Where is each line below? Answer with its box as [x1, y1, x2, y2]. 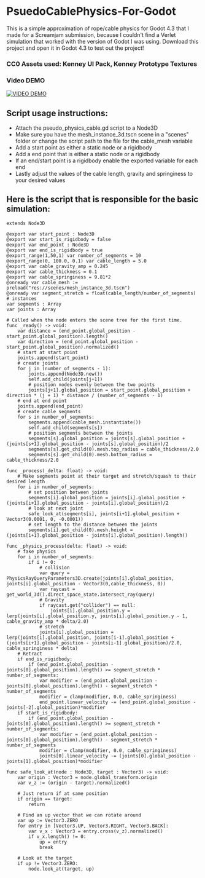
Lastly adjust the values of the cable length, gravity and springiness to [15, 170, 193, 177]
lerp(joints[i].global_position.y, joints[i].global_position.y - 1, [6, 613, 188, 619]
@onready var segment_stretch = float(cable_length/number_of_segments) [6, 290, 196, 296]
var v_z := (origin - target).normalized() [17, 780, 131, 786]
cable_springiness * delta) [6, 645, 79, 651]
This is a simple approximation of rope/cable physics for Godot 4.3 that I [6, 25, 189, 32]
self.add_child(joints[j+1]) [28, 376, 103, 382]
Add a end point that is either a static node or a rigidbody [15, 150, 160, 157]
